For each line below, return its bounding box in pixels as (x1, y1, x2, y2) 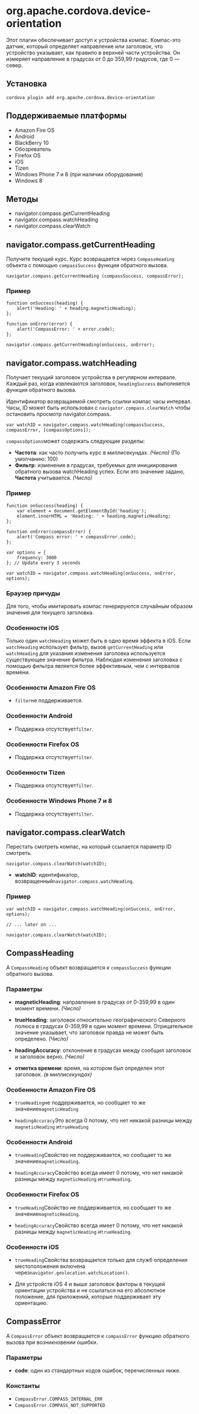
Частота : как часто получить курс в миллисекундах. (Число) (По (14, 449, 181, 456)
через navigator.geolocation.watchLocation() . (14, 1269, 130, 1276)
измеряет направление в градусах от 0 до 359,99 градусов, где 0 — (6, 55, 180, 62)
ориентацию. (14, 1299, 49, 1307)
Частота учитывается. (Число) (14, 474, 93, 481)
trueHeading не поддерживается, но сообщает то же (14, 1099, 146, 1107)
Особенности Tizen (6, 769, 65, 776)
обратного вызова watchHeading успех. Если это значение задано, (14, 468, 185, 475)
